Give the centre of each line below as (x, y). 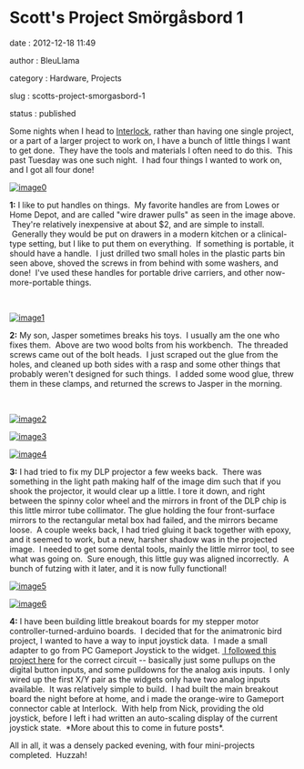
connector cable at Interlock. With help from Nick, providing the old (137, 708)
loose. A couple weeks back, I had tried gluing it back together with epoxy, (150, 530)
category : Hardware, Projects (66, 78)
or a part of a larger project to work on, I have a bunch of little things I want (150, 140)
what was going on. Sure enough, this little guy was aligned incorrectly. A (149, 559)
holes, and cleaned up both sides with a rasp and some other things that (145, 364)
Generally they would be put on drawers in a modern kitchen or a (133, 234)
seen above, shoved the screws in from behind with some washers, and (144, 263)
